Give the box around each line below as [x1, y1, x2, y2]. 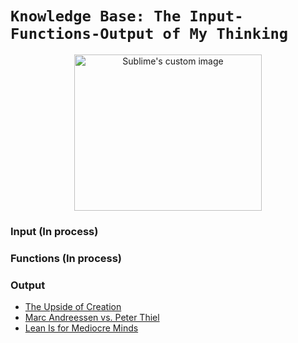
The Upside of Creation [24, 301, 122, 313]
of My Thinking [162, 25, 289, 44]
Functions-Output [10, 25, 155, 44]
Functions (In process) [10, 251, 123, 265]
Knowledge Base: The [10, 7, 182, 26]
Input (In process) [10, 224, 99, 238]
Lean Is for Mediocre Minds [24, 322, 139, 334]
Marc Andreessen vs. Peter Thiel [24, 312, 160, 324]
